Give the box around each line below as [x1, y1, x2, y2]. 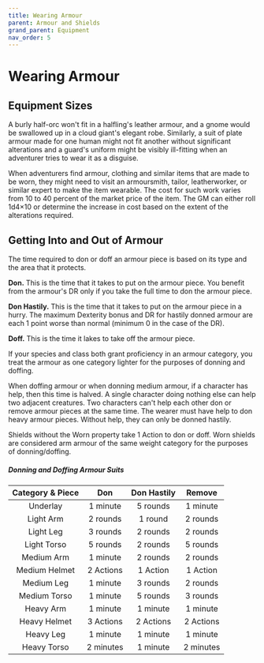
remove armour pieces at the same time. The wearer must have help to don [8, 406, 253, 416]
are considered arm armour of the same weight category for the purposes [8, 439, 248, 448]
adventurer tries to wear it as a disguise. [8, 153, 139, 163]
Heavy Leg [25, 629, 65, 640]
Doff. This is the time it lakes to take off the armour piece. [8, 334, 195, 343]
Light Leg [28, 526, 63, 538]
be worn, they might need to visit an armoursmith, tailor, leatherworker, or [8, 177, 247, 186]
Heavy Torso [22, 642, 69, 653]
